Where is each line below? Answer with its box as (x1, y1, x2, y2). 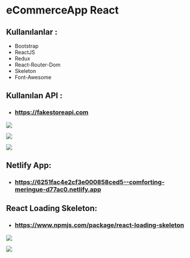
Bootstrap (14, 42, 39, 49)
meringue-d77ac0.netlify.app (14, 186, 101, 193)
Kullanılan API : (6, 91, 63, 100)
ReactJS (14, 49, 35, 56)
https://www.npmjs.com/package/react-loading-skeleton (14, 221, 184, 229)
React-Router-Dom (14, 61, 61, 68)
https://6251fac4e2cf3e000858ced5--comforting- (14, 178, 165, 186)
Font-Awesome (14, 74, 52, 81)
